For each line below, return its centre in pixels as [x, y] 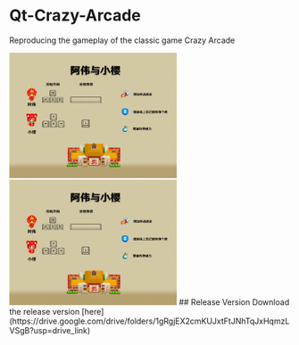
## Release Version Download [234, 302]
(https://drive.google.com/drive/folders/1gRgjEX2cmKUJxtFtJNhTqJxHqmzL [149, 321]
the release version [45, 311]
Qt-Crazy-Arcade [75, 16]
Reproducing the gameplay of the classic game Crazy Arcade [122, 40]
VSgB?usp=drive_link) [50, 330]
